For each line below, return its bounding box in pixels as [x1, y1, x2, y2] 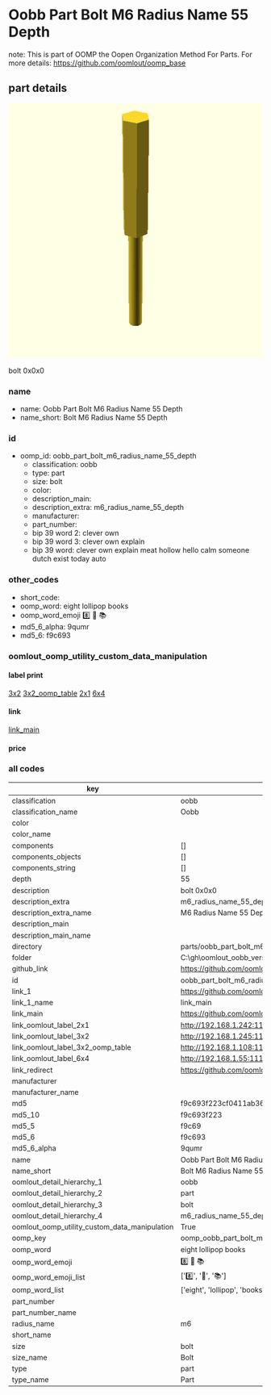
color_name [11, 829, 51, 839]
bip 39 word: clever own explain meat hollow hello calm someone [31, 545, 250, 555]
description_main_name [11, 930, 91, 940]
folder [11, 953, 32, 963]
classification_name [11, 807, 78, 817]
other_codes [8, 574, 59, 586]
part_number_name [11, 1307, 77, 1317]
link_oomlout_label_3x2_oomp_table [11, 1042, 131, 1052]
